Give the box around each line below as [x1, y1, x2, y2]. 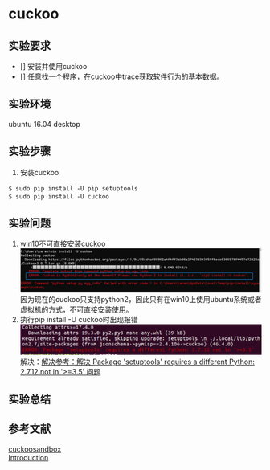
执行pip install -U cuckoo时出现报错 [19, 315, 138, 325]
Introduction [8, 452, 49, 462]
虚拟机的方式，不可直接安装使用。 [19, 304, 133, 314]
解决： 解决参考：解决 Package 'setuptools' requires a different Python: [19, 357, 255, 366]
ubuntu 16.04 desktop [8, 119, 80, 129]
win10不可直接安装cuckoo [19, 239, 106, 249]
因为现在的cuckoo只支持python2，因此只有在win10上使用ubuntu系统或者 [19, 295, 263, 304]
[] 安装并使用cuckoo [19, 62, 88, 71]
